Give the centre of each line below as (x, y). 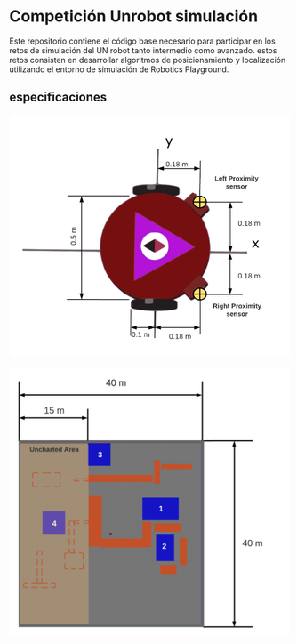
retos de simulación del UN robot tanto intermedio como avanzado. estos (143, 50)
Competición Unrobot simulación (134, 16)
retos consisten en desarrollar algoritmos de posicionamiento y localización (148, 60)
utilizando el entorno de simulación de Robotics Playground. (119, 69)
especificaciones (58, 97)
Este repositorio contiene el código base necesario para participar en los (142, 41)
